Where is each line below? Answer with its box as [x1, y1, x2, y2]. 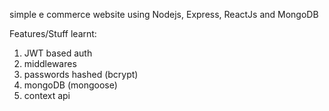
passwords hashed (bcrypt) [23, 69, 139, 80]
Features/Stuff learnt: [9, 28, 97, 39]
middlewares [23, 58, 77, 69]
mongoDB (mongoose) [23, 79, 118, 91]
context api [23, 90, 71, 101]
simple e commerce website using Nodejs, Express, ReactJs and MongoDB [9, 9, 319, 20]
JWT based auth [23, 47, 93, 59]
